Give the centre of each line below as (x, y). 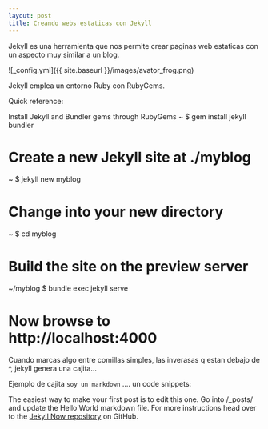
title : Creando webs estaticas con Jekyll (80, 23)
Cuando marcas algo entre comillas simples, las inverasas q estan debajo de (134, 360)
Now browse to (59, 321)
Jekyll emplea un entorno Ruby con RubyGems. (87, 86)
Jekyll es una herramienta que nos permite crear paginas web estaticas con (133, 46)
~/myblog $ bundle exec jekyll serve (68, 288)
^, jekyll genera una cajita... (53, 368)
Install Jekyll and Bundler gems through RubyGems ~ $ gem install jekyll (127, 116)
